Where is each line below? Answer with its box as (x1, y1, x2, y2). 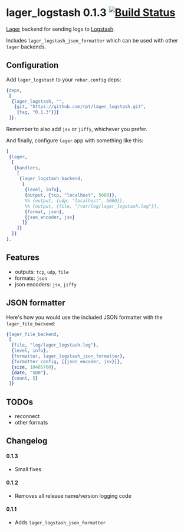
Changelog (6, 436, 48, 446)
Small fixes (14, 465, 42, 472)
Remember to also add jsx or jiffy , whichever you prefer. (6, 126, 147, 132)
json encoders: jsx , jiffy (14, 280, 77, 288)
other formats (14, 419, 48, 426)
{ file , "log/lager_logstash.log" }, (11, 342, 99, 348)
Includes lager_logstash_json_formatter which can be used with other (6, 37, 179, 44)
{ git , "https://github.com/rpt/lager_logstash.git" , (14, 104, 146, 110)
